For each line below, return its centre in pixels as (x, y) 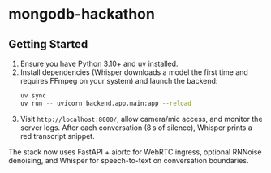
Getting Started (48, 44)
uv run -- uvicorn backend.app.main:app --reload (106, 103)
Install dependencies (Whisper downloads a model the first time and (134, 72)
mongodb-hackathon (82, 14)
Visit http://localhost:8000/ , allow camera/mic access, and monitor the (141, 119)
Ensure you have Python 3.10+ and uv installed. (99, 63)
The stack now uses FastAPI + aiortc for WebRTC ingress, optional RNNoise (135, 152)
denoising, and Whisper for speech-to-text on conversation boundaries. (129, 160)
